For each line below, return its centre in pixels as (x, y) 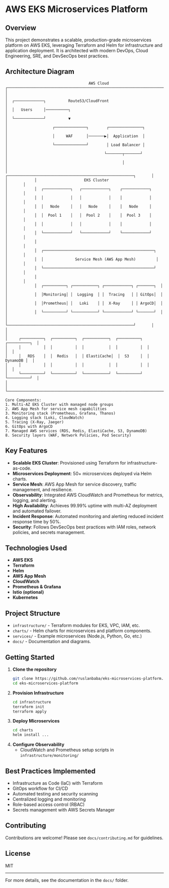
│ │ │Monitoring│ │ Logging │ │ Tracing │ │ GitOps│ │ (84, 294)
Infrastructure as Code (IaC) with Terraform (58, 783)
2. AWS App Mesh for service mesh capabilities (56, 409)
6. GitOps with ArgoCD (29, 426)
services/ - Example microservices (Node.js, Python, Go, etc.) (77, 636)
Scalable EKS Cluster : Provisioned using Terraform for (69, 463)
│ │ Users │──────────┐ (38, 110)
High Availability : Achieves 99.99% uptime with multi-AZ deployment (85, 505)
